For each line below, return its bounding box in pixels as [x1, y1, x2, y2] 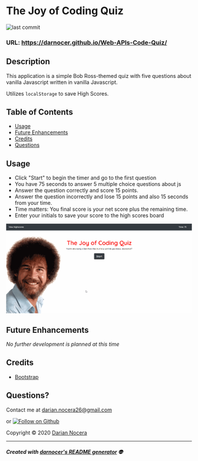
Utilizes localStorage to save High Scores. [6, 90, 109, 97]
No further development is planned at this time [6, 341, 120, 348]
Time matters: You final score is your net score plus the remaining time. [14, 205, 188, 213]
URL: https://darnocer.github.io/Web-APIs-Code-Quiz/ [6, 38, 167, 47]
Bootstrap [14, 373, 39, 380]
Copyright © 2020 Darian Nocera [6, 429, 87, 436]
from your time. [14, 200, 52, 207]
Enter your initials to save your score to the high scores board [14, 212, 164, 219]
